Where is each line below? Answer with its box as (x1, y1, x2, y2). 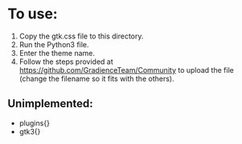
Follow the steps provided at (18, 57, 113, 66)
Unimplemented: (7, 97, 93, 110)
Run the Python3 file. (18, 39, 89, 49)
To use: (7, 5, 58, 23)
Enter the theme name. (18, 48, 96, 58)
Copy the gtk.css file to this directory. (18, 31, 144, 41)
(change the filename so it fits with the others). (18, 74, 174, 83)
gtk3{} (18, 126, 41, 136)
